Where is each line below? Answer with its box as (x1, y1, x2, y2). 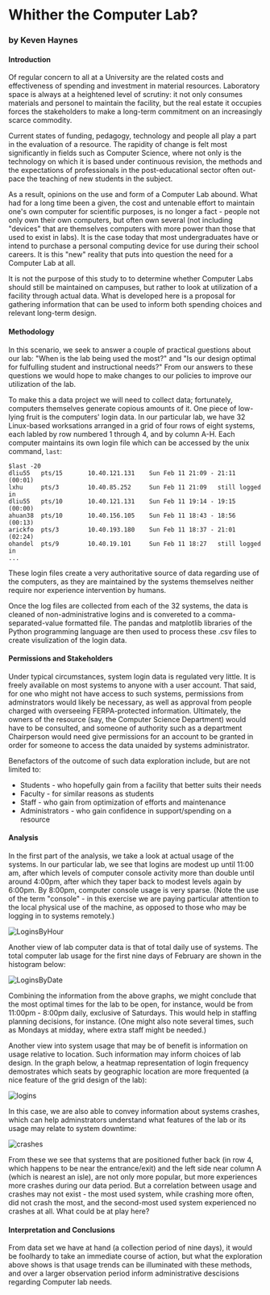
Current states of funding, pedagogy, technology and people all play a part (8, 131, 256, 141)
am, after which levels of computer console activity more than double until (8, 868, 255, 877)
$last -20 (8, 462, 42, 470)
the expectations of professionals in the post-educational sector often (8, 166, 240, 175)
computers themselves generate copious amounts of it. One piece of (8, 403, 237, 413)
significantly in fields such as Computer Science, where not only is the (8, 148, 242, 158)
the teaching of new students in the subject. (27, 174, 173, 183)
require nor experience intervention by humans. (8, 585, 167, 595)
